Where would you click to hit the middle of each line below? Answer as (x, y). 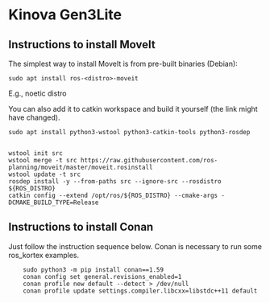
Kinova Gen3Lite (65, 15)
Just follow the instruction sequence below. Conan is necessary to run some (135, 246)
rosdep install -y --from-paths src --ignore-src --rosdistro (115, 182)
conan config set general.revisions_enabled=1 (102, 276)
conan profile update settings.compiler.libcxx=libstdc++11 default (140, 291)
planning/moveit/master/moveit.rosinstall (81, 167)
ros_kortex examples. (44, 255)
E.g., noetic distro (37, 93)
